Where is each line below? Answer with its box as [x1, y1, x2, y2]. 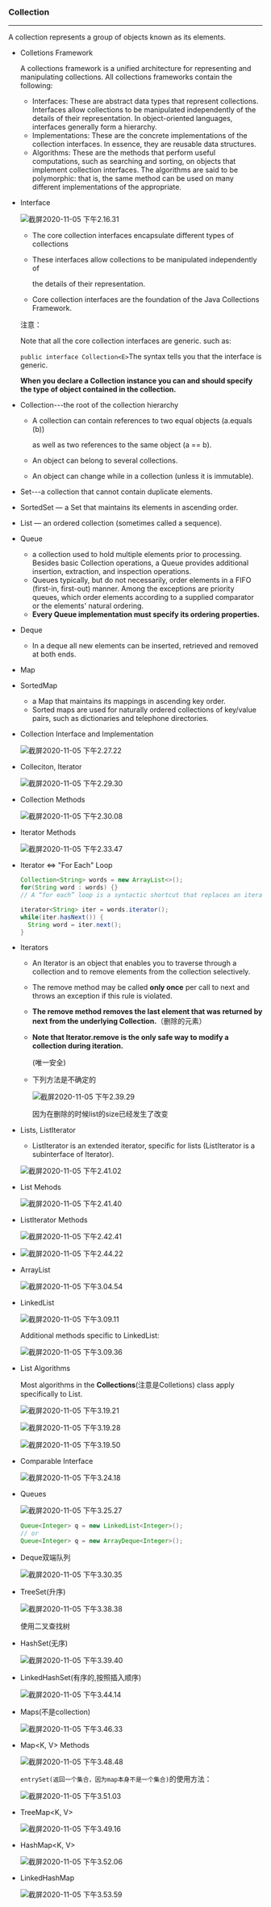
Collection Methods [19, 794, 85, 805]
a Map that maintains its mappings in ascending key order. [31, 697, 226, 706]
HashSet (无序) [19, 1638, 69, 1649]
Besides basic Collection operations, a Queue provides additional [31, 558, 249, 568]
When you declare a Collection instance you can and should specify [19, 376, 253, 386]
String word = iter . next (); [27, 920, 123, 928]
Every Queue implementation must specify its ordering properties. [31, 610, 261, 619]
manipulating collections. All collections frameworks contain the [19, 72, 232, 82]
